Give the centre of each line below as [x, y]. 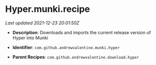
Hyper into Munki [30, 38]
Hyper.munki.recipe [47, 9]
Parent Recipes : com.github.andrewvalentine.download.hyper [75, 57]
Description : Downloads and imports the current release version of [82, 32]
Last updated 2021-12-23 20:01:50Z [42, 23]
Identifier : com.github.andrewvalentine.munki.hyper [66, 47]
